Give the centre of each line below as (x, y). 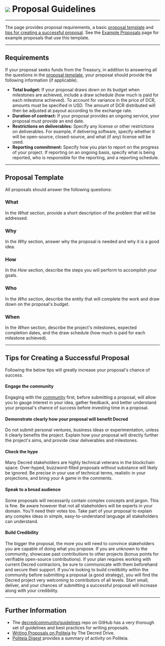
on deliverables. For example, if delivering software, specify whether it (83, 131)
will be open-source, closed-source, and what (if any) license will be (82, 137)
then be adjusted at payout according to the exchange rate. (72, 110)
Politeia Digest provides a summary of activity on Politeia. (70, 638)
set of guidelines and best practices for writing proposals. (70, 627)
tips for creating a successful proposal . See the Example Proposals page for (82, 32)
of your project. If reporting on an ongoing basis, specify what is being (83, 152)
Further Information (36, 611)
